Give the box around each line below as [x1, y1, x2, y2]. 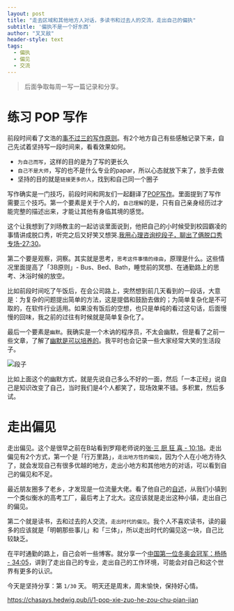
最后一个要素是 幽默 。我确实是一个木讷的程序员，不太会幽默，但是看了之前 [7, 327, 219, 336]
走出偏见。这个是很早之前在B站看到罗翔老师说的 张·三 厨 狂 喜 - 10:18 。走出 [7, 443, 222, 452]
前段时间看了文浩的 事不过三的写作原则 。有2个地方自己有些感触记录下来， [7, 133, 219, 142]
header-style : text [7, 36, 64, 43]
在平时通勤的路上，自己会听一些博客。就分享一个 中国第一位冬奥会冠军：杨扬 [7, 549, 227, 557]
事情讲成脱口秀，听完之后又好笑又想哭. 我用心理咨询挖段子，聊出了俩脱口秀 [7, 230, 223, 239]
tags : [7, 43, 23, 50]
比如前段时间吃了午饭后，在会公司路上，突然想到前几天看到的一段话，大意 [7, 286, 221, 295]
